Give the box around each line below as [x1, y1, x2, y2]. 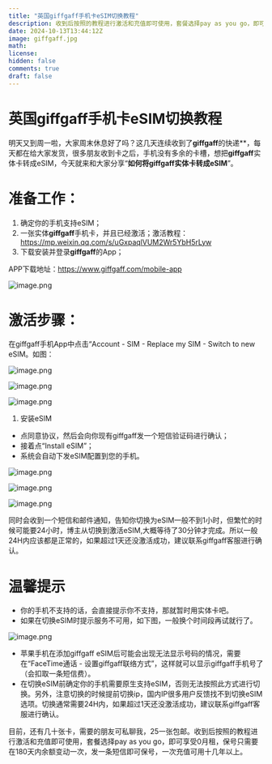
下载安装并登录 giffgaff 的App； [19, 246, 124, 256]
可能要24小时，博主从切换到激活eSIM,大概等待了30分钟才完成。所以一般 [15, 526, 258, 536]
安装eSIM [19, 414, 53, 424]
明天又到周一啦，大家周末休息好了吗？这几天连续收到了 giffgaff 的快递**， [8, 138, 254, 147]
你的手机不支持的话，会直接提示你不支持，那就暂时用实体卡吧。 [19, 605, 233, 616]
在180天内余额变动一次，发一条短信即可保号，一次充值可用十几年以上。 [8, 747, 248, 757]
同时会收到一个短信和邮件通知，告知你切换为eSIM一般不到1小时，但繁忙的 [8, 515, 256, 525]
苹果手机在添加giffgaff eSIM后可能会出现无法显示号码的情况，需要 [19, 649, 241, 659]
